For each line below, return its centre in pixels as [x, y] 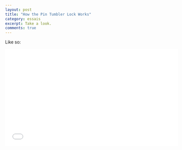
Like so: [13, 42]
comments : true [21, 28]
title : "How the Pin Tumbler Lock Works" [48, 14]
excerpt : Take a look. [28, 23]
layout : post [18, 10]
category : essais [23, 19]
